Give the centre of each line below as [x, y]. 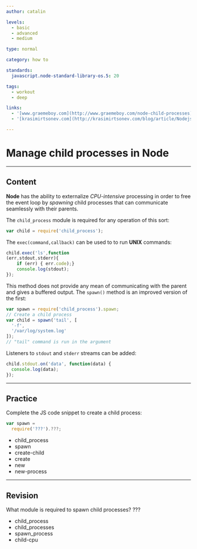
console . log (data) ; [35, 369]
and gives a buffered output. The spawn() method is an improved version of [97, 292]
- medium [22, 39]
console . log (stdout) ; [43, 269]
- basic [21, 28]
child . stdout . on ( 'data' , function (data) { [59, 364]
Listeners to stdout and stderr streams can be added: [71, 353]
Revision [22, 495]
